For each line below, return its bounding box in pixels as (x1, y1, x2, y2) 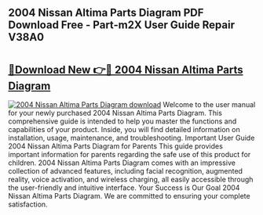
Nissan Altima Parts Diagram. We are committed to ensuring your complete (8, 192, 250, 200)
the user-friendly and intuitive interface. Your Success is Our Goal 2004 (8, 183, 240, 192)
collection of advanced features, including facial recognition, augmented (8, 167, 243, 175)
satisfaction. (8, 199, 49, 209)
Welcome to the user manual (163, 100, 256, 109)
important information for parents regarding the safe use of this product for (8, 150, 251, 159)
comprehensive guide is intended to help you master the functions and (8, 116, 237, 126)
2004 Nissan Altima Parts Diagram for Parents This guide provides (8, 142, 224, 151)
